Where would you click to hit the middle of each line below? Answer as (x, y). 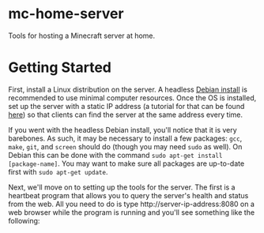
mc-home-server (66, 14)
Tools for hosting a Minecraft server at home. (82, 36)
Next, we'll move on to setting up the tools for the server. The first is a (122, 187)
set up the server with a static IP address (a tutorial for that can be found (126, 106)
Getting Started (60, 68)
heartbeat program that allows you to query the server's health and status (128, 195)
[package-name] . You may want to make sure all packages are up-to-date (126, 163)
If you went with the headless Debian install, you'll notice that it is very (123, 130)
